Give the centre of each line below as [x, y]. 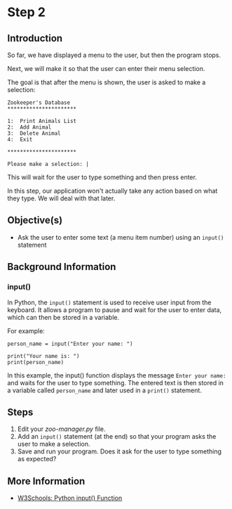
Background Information [62, 267]
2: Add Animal [29, 127]
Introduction [35, 38]
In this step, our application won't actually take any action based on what [112, 191]
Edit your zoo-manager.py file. [62, 429]
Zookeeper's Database [39, 103]
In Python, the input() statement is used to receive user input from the [109, 302]
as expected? [37, 459]
